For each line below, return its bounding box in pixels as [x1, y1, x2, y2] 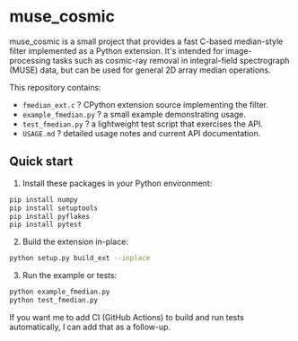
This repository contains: [9, 82, 101, 92]
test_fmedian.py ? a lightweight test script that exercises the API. [22, 118, 263, 129]
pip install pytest [9, 220, 83, 230]
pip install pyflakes [9, 212, 91, 221]
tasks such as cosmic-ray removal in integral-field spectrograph [52, 55, 290, 66]
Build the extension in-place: [22, 236, 128, 248]
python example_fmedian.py [9, 287, 110, 297]
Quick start [9, 154, 74, 170]
